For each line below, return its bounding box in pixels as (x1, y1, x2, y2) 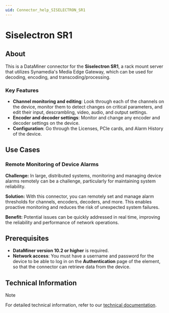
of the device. (12, 131, 42, 137)
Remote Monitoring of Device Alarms (5, 161, 99, 168)
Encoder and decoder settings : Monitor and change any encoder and (12, 114, 160, 120)
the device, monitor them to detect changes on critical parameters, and (12, 103, 163, 110)
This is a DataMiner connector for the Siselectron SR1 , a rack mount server (5, 63, 163, 69)
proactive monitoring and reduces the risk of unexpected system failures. (5, 204, 160, 210)
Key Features (5, 87, 39, 94)
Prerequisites (5, 234, 49, 243)
